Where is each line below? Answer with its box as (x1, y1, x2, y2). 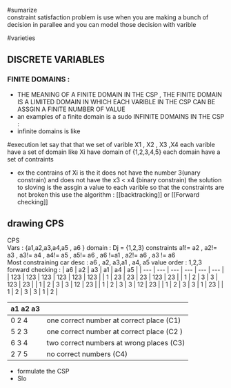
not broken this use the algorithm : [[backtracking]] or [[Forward (17, 190, 200, 199)
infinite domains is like (17, 127, 81, 135)
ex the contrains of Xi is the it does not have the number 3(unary (17, 168, 201, 177)
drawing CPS (7, 217, 64, 230)
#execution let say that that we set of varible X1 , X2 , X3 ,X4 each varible (7, 140, 215, 148)
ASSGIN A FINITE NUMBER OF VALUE (17, 105, 125, 113)
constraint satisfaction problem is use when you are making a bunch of (7, 13, 209, 21)
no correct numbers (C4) (46, 349, 128, 358)
